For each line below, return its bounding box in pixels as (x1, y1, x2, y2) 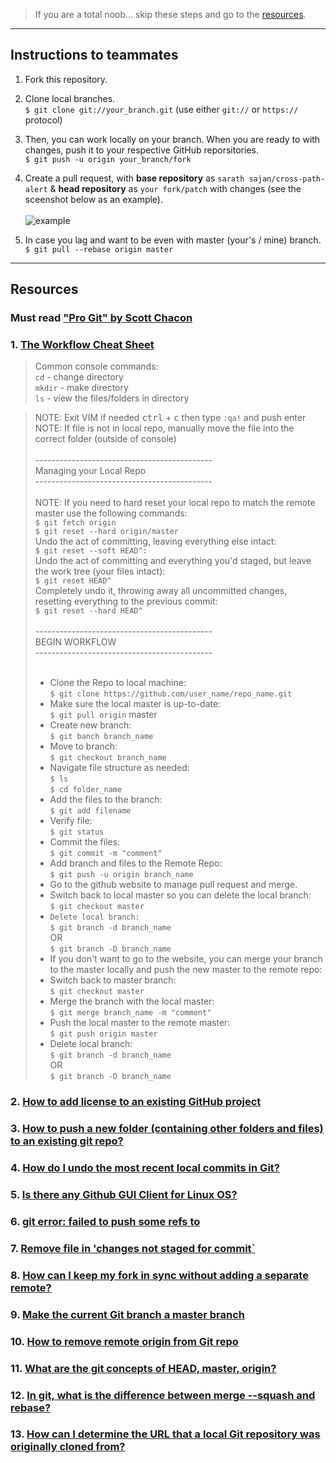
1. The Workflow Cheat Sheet (10, 338, 155, 352)
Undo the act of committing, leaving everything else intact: (34, 535, 277, 548)
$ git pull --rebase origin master (24, 244, 174, 254)
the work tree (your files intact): (34, 565, 166, 578)
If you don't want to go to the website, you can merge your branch (49, 953, 323, 965)
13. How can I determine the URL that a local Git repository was (10, 1427, 321, 1441)
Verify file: (49, 815, 93, 827)
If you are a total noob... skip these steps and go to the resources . (34, 9, 307, 20)
